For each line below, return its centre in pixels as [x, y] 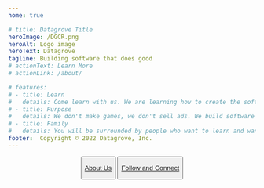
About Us [98, 168]
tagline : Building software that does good [81, 59]
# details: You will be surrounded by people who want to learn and [126, 131]
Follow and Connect [150, 168]
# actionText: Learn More [50, 66]
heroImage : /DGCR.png [44, 37]
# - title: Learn [37, 95]
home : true [26, 15]
